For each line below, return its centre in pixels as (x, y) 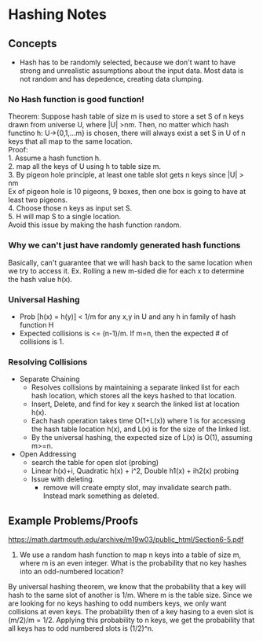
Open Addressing (48, 454)
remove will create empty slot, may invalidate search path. (137, 488)
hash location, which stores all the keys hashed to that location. (134, 396)
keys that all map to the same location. (70, 141)
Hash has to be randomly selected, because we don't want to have (128, 62)
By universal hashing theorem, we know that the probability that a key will (127, 586)
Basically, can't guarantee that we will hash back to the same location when (130, 262)
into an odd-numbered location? (71, 571)
